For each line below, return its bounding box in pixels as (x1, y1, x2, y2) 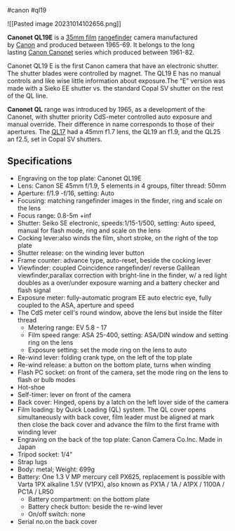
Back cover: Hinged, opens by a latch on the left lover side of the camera (17, 398, 229, 406)
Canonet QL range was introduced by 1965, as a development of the (7, 105, 206, 113)
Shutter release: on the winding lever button (17, 249, 145, 257)
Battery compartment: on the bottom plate (27, 494, 150, 503)
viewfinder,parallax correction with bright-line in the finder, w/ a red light (17, 270, 227, 280)
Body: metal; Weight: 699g (17, 465, 95, 473)
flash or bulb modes (17, 375, 76, 383)
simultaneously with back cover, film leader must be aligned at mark (17, 412, 215, 421)
